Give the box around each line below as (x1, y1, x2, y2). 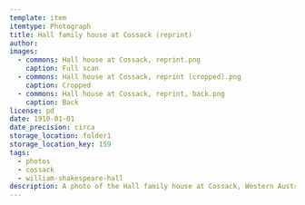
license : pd (9, 106, 54, 115)
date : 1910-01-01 (9, 114, 75, 123)
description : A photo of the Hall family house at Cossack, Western (9, 182, 274, 191)
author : (9, 38, 39, 48)
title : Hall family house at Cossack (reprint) (9, 30, 193, 39)
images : (9, 47, 39, 56)
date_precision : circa (9, 123, 95, 132)
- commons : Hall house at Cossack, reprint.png (17, 55, 202, 64)
